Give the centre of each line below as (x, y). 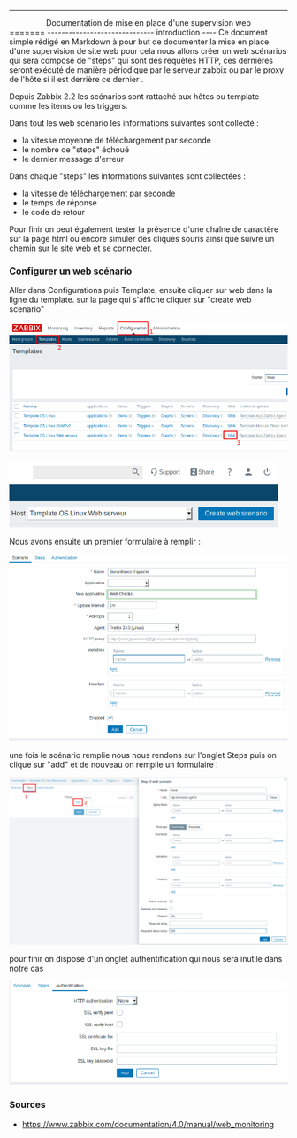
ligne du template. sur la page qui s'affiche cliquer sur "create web (130, 300)
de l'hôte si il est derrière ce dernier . (76, 79)
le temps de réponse (59, 203)
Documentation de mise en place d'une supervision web (148, 23)
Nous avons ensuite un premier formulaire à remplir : (105, 542)
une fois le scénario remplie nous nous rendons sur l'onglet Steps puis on (143, 755)
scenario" (27, 309)
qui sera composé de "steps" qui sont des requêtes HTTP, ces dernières (141, 60)
